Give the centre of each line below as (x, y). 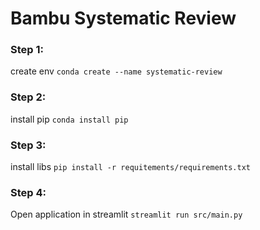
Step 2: (28, 97)
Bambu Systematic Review (123, 18)
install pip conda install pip (69, 119)
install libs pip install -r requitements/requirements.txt (130, 167)
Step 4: (28, 192)
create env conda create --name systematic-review (116, 71)
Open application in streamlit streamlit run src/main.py (126, 214)
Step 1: (27, 50)
